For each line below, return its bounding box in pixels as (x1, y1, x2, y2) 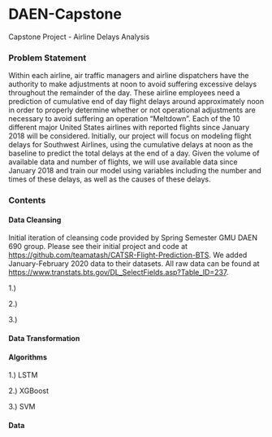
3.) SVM (8, 402, 36, 412)
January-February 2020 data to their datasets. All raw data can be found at (8, 259, 260, 269)
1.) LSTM (8, 370, 38, 380)
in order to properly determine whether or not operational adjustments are (8, 105, 256, 115)
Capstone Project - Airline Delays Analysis (8, 32, 150, 42)
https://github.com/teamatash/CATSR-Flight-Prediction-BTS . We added (8, 250, 248, 260)
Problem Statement (8, 52, 87, 63)
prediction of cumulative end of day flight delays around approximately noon (8, 97, 265, 107)
